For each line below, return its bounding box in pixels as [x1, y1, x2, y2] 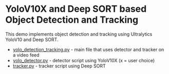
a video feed [12, 52, 40, 58]
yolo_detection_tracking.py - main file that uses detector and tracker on [12, 46, 164, 52]
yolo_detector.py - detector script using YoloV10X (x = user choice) [12, 57, 155, 63]
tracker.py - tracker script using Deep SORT [12, 63, 106, 69]
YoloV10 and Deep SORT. [5, 36, 59, 43]
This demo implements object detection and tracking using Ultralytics [5, 31, 153, 37]
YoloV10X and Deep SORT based [5, 3, 147, 15]
